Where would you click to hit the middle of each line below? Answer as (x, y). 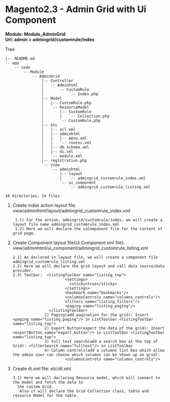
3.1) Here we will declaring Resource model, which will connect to (86, 378)
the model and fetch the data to (48, 382)
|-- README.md (20, 58)
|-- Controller (57, 81)
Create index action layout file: (44, 205)
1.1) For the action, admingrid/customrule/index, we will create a (89, 220)
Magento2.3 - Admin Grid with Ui (76, 9)
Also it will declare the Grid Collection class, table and (84, 391)
